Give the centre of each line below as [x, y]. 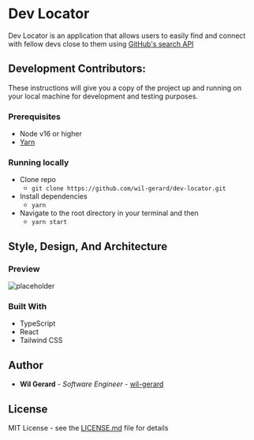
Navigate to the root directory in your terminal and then [109, 213]
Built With [28, 306]
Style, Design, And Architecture [88, 246]
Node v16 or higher [51, 134]
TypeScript [37, 323]
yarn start [49, 222]
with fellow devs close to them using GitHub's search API [101, 43]
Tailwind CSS [41, 341]
